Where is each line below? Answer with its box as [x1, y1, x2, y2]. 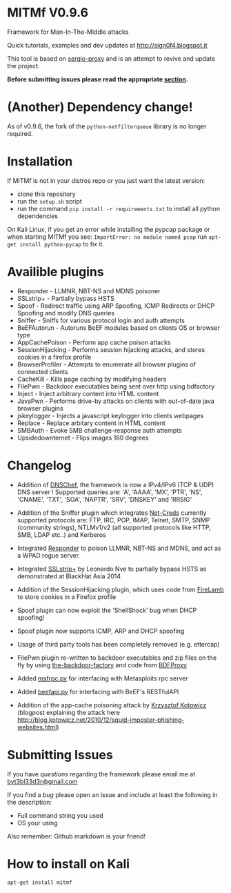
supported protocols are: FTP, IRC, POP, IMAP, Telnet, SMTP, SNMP [17, 516, 210, 524]
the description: [7, 798, 52, 806]
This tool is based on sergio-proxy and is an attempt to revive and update [7, 54, 216, 63]
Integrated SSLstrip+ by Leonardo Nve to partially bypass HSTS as [17, 565, 207, 573]
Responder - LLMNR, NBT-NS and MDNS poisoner [17, 286, 161, 295]
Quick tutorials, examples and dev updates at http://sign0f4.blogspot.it [7, 41, 208, 49]
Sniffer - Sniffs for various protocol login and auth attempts [17, 316, 185, 324]
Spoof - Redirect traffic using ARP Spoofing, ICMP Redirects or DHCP [17, 302, 215, 310]
